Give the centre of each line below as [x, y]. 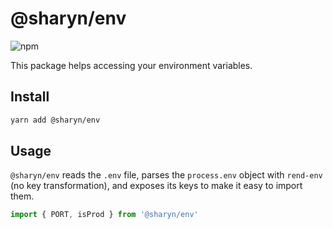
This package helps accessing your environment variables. [131, 65]
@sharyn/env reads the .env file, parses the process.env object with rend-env [166, 175]
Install [30, 97]
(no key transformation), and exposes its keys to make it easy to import [156, 186]
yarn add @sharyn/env [55, 120]
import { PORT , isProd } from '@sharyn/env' [104, 215]
